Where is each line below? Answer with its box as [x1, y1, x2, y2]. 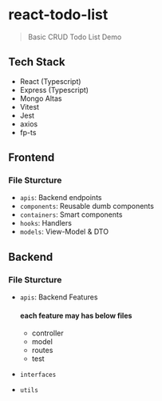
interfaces [19, 371, 57, 379]
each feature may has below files [19, 311, 132, 320]
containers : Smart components [19, 210, 123, 219]
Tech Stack [8, 55, 65, 69]
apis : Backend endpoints [19, 193, 102, 203]
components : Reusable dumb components [19, 202, 154, 211]
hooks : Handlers [19, 219, 72, 228]
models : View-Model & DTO [19, 227, 109, 237]
